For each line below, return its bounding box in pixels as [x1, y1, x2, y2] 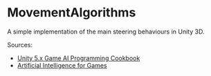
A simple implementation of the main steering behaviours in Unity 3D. [7, 27, 205, 36]
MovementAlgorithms [7, 5, 136, 21]
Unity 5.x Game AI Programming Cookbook [17, 53, 140, 62]
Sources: [7, 40, 33, 49]
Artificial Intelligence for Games [17, 61, 107, 69]
